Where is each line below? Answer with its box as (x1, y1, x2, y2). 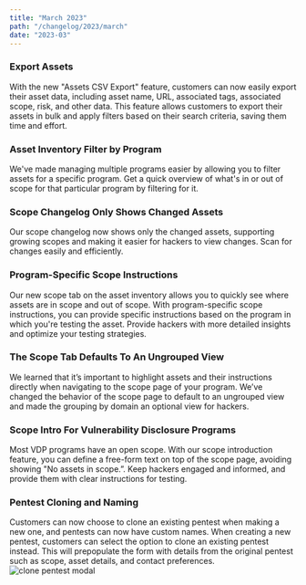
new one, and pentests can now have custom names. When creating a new (9, 527, 291, 538)
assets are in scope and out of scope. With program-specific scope (9, 298, 263, 310)
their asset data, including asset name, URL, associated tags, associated (9, 90, 281, 101)
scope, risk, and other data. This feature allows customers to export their (9, 100, 283, 111)
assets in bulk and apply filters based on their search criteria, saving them (9, 110, 287, 121)
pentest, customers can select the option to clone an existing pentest (9, 536, 270, 548)
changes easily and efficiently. (9, 245, 124, 256)
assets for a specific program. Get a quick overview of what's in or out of (9, 172, 284, 183)
